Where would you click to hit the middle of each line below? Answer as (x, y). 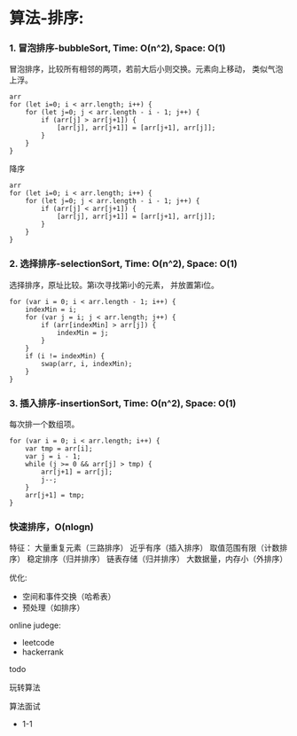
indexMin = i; (51, 309)
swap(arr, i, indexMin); (87, 364)
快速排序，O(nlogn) (52, 527)
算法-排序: (47, 18)
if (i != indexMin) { (65, 356)
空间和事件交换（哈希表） (69, 597)
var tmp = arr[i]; (59, 449)
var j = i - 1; (53, 457)
